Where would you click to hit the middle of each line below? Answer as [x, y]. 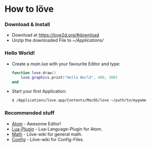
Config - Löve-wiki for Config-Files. [48, 139]
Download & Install [27, 25]
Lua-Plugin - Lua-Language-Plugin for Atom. [57, 129]
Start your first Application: [39, 91]
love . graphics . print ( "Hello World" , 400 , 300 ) [69, 77]
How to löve [29, 9]
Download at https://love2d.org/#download [55, 35]
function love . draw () [34, 73]
